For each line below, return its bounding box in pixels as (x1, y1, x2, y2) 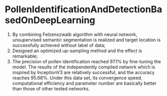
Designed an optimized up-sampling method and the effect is (12, 47, 142, 54)
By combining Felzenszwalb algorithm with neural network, (12, 31, 138, 37)
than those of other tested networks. (12, 85, 90, 91)
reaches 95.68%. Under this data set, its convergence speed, (12, 75, 142, 81)
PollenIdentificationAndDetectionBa (5, 4, 162, 15)
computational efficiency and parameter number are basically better (12, 80, 157, 86)
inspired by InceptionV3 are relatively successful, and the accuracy (12, 69, 155, 75)
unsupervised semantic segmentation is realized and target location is (12, 37, 161, 43)
